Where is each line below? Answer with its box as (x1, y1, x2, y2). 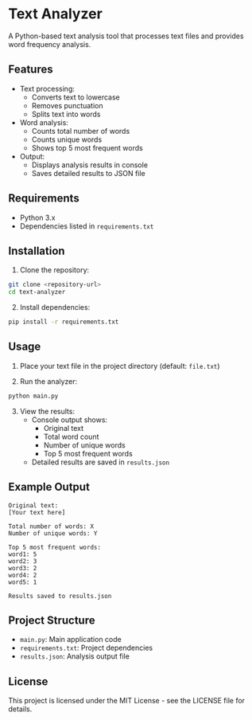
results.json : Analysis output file (19, 652, 130, 661)
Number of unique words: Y (8, 529, 98, 538)
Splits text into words (31, 109, 101, 119)
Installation (8, 244, 65, 257)
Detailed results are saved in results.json (31, 457, 169, 467)
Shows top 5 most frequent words (31, 143, 143, 152)
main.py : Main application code (19, 635, 122, 644)
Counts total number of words (31, 126, 130, 135)
